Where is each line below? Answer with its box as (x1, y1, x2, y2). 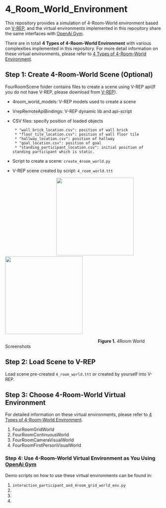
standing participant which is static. (12, 149, 95, 154)
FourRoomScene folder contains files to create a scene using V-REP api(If (5, 84, 156, 90)
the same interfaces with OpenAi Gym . (5, 30, 84, 36)
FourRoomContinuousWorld (12, 432, 69, 438)
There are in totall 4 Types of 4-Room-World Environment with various (5, 40, 152, 46)
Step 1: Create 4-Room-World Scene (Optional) (5, 71, 153, 79)
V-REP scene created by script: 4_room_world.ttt (12, 168, 113, 174)
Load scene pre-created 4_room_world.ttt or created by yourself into (5, 371, 147, 377)
